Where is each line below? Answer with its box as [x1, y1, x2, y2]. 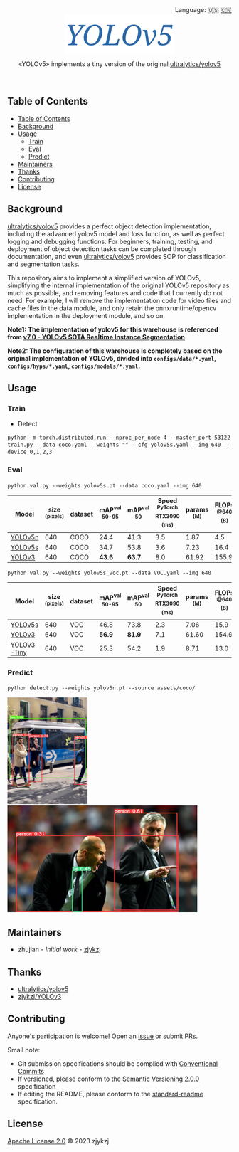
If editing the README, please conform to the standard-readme [17, 1089, 204, 1098]
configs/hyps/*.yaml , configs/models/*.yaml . [7, 361, 141, 370]
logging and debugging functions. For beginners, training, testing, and [7, 237, 213, 245]
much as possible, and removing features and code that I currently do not [7, 288, 223, 297]
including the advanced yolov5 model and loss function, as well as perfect [7, 229, 225, 238]
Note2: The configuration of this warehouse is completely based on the [7, 347, 223, 355]
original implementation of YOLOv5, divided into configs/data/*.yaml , [7, 354, 217, 362]
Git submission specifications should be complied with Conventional [17, 1059, 218, 1068]
